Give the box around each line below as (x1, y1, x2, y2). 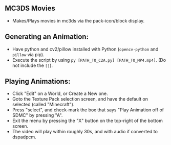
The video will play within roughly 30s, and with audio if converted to (12, 129, 158, 135)
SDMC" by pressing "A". (12, 112, 63, 118)
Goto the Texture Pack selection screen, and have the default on (12, 96, 148, 102)
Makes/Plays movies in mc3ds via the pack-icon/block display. (12, 17, 145, 23)
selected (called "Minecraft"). (12, 102, 75, 108)
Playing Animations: (5, 77, 71, 86)
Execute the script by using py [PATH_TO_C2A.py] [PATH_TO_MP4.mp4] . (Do (12, 57, 166, 63)
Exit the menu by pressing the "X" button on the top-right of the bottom (12, 117, 163, 124)
